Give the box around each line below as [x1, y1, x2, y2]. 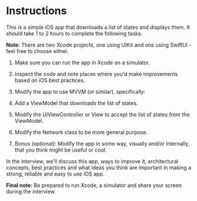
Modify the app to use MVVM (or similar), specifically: [14, 88, 146, 95]
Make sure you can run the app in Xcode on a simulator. [14, 59, 150, 66]
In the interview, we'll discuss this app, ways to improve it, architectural [6, 157, 178, 164]
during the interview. [6, 187, 56, 195]
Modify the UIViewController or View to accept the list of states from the [14, 111, 190, 118]
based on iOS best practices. [14, 77, 85, 84]
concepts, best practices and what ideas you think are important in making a [6, 164, 192, 171]
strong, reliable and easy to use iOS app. [6, 170, 105, 177]
